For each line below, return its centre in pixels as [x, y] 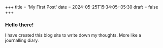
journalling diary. [22, 40]
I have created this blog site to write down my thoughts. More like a [73, 35]
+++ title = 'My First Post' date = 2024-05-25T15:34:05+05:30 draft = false [82, 7]
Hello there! [19, 25]
